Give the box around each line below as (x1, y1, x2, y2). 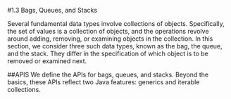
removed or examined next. (7, 57, 87, 65)
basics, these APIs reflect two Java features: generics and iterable (7, 78, 200, 86)
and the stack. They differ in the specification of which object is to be (7, 49, 209, 58)
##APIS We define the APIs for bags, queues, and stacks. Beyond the (7, 70, 209, 79)
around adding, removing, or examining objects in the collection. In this (7, 34, 213, 43)
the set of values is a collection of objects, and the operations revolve (7, 27, 209, 35)
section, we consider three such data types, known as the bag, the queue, (7, 42, 223, 50)
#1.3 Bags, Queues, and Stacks (7, 6, 97, 14)
